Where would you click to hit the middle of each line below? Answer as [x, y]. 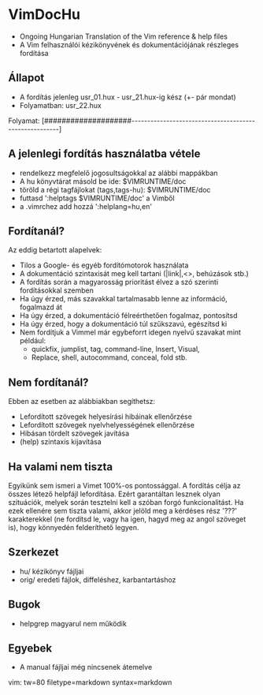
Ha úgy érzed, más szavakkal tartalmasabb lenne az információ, [124, 299]
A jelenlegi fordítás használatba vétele [104, 154]
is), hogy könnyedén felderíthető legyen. [74, 527]
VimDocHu [44, 15]
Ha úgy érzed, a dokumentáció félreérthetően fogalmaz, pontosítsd [128, 316]
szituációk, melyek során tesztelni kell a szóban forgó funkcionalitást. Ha [126, 502]
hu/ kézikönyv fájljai [52, 571]
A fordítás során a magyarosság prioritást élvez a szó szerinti [119, 282]
